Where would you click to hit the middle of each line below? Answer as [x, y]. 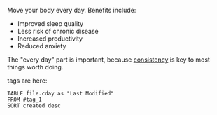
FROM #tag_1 [24, 100]
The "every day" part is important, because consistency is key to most [108, 60]
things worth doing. [35, 67]
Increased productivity [50, 39]
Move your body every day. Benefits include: [72, 10]
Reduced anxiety [42, 46]
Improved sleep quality [50, 23]
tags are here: [27, 81]
